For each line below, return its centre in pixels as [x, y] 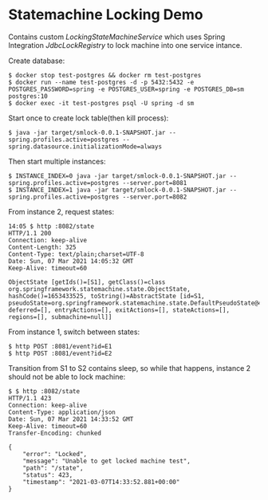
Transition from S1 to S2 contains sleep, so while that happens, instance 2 [130, 368]
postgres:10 [28, 96]
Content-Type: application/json [62, 412]
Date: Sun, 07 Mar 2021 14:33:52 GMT [71, 419]
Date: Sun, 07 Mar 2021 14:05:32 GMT [71, 261]
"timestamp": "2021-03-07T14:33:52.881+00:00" [101, 482]
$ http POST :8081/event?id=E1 [60, 346]
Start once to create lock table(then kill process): [89, 118]
